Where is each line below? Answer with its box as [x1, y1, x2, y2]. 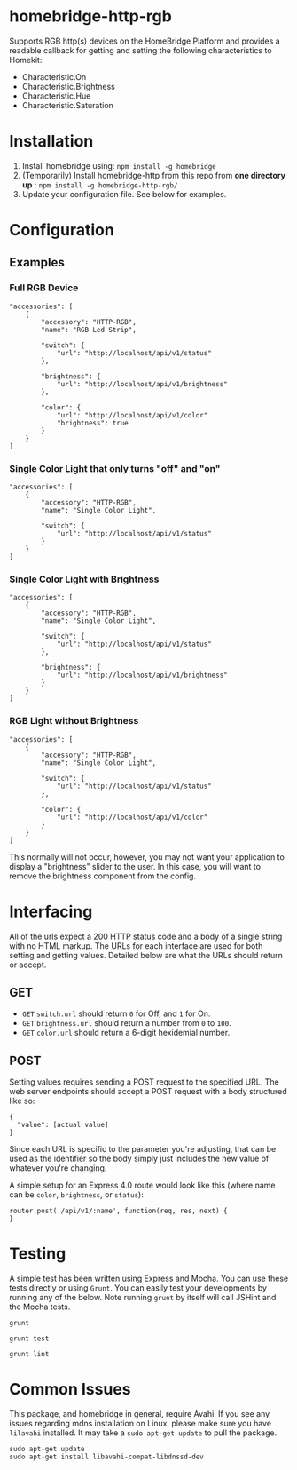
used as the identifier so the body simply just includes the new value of [9, 1153, 270, 1164]
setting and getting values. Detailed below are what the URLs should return [9, 950, 284, 960]
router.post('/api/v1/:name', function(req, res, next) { [9, 1206, 228, 1216]
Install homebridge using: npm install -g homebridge [21, 160, 217, 171]
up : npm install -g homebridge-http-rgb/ [21, 179, 178, 190]
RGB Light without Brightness [9, 715, 139, 727]
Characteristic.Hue [21, 91, 91, 101]
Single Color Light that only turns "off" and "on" [9, 462, 221, 474]
